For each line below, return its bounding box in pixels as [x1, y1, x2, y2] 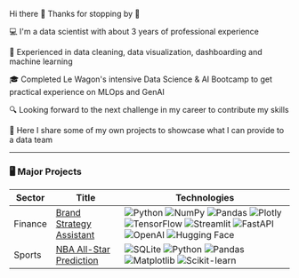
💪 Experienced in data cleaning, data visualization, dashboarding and [9, 47, 263, 57]
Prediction [55, 254, 99, 266]
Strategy [55, 218, 92, 230]
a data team [9, 134, 53, 145]
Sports [13, 249, 42, 261]
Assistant [55, 229, 95, 242]
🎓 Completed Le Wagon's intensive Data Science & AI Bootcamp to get [9, 74, 273, 84]
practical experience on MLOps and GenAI [9, 87, 165, 97]
